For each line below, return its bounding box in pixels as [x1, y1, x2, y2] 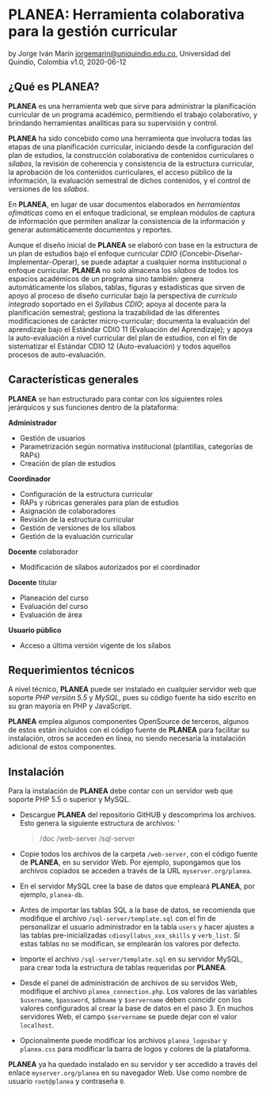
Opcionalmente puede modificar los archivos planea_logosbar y [19, 1036, 227, 1046]
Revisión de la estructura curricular [19, 514, 135, 524]
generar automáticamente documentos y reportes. [8, 225, 173, 234]
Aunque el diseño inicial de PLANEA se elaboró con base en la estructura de [8, 240, 258, 249]
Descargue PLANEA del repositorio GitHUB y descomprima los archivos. [19, 810, 256, 819]
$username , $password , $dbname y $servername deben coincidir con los [19, 995, 242, 1005]
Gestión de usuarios [19, 433, 85, 442]
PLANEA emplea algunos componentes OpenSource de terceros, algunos [8, 717, 249, 726]
